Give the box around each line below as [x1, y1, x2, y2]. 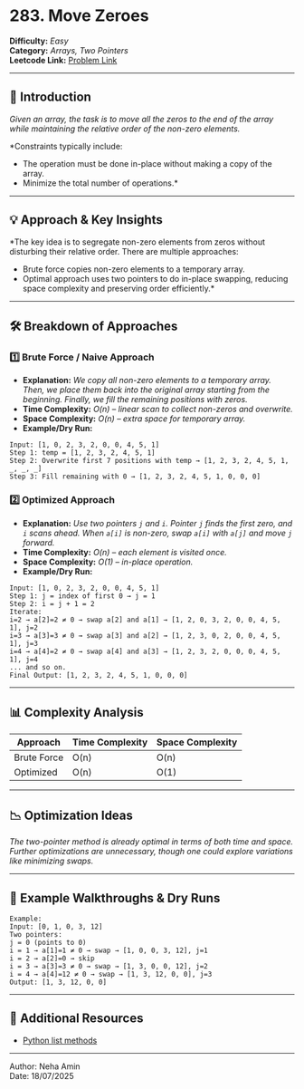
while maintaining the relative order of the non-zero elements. [9, 123, 241, 134]
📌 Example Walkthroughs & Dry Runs [9, 890, 221, 906]
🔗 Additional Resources [9, 1011, 144, 1026]
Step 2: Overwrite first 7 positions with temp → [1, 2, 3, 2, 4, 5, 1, [9, 457, 290, 466]
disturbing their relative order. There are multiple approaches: [9, 246, 239, 256]
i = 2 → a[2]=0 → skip [9, 953, 95, 963]
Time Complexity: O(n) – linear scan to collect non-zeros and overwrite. [22, 404, 294, 415]
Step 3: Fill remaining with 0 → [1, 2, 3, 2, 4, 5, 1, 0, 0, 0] [9, 472, 261, 481]
